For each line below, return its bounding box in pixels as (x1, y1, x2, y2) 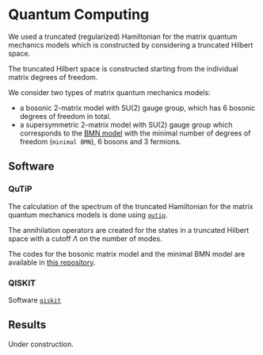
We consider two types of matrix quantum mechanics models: (8, 87, 212, 97)
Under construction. (8, 339, 74, 349)
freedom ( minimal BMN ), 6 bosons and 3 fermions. (19, 136, 181, 146)
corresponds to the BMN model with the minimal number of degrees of (19, 128, 251, 138)
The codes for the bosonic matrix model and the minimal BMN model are (8, 249, 246, 258)
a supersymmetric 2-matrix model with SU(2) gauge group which (19, 120, 233, 129)
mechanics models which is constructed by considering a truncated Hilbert (8, 40, 253, 49)
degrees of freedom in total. (19, 111, 112, 120)
